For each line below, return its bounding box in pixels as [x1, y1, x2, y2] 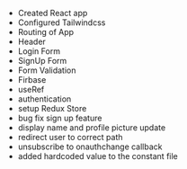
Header [17, 36, 47, 47]
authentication [17, 93, 72, 104]
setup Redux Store [17, 103, 87, 113]
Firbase [17, 75, 47, 84]
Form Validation [17, 65, 76, 76]
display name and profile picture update [17, 122, 166, 133]
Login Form [17, 46, 61, 57]
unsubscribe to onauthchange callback [17, 141, 164, 152]
